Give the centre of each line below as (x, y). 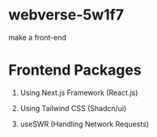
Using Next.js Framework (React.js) (79, 92)
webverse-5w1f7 (66, 15)
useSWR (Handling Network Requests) (85, 124)
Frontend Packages (75, 70)
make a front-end (38, 37)
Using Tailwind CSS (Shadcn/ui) (73, 108)
